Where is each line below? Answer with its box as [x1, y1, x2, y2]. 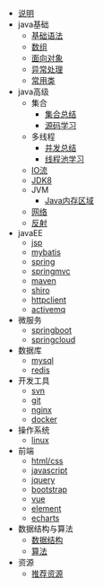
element [30, 504, 62, 513]
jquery [30, 475, 56, 485]
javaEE [17, 228, 43, 238]
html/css [30, 456, 64, 466]
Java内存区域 [44, 196, 94, 206]
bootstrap [30, 484, 68, 495]
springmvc [30, 266, 71, 276]
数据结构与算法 [17, 523, 73, 534]
